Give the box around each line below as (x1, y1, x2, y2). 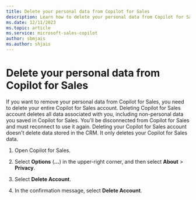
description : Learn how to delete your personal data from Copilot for (6, 14, 184, 20)
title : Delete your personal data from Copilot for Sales (6, 8, 150, 15)
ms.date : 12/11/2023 (6, 19, 57, 25)
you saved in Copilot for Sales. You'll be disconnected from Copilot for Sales (6, 116, 190, 123)
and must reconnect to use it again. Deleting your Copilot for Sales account (6, 123, 187, 130)
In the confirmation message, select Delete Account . (14, 187, 142, 194)
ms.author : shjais (6, 42, 51, 47)
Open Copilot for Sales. (14, 147, 71, 154)
